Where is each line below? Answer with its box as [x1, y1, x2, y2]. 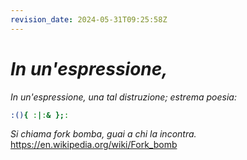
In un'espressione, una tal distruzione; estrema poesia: [10, 91, 237, 103]
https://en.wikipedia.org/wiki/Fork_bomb [10, 139, 178, 151]
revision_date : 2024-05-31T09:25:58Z [10, 14, 168, 25]
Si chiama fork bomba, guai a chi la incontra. [10, 128, 197, 140]
